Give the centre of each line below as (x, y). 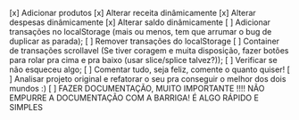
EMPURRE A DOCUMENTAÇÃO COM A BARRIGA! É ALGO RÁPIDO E (134, 98)
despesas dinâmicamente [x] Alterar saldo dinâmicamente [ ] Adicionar (140, 22)
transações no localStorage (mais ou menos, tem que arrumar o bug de (141, 32)
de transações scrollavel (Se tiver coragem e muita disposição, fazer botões (149, 51)
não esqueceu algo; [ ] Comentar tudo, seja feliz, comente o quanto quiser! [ (149, 69)
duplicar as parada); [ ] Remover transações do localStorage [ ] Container (144, 41)
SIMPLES (26, 107)
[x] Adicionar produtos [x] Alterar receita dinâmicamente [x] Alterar (133, 13)
